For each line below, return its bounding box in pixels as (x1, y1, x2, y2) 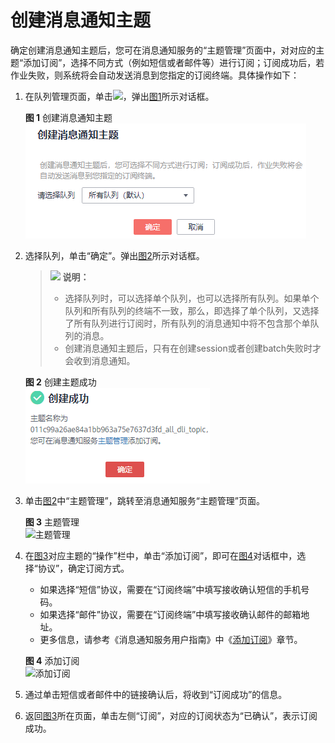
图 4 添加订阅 (24, 654, 80, 666)
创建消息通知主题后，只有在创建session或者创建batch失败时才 (64, 342, 322, 354)
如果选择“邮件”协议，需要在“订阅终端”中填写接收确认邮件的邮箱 (39, 608, 302, 620)
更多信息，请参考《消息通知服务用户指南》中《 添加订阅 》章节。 (39, 633, 303, 645)
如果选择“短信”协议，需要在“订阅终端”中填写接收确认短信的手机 (39, 583, 302, 595)
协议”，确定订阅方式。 (37, 562, 130, 574)
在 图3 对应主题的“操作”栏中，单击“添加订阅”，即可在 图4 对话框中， (24, 549, 298, 561)
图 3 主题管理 (24, 516, 80, 528)
